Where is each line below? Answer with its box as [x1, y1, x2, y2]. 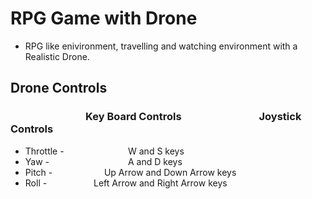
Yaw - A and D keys [24, 155, 183, 167]
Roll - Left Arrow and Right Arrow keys [24, 177, 228, 189]
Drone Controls [10, 80, 108, 97]
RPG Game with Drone [10, 7, 198, 30]
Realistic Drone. [24, 50, 90, 62]
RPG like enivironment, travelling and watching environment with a [24, 40, 298, 52]
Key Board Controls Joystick [85, 110, 302, 124]
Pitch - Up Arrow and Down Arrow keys [24, 166, 237, 178]
